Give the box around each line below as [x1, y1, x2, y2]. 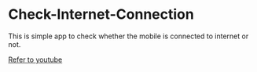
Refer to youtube [8, 55, 63, 64]
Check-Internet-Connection [8, 5, 194, 23]
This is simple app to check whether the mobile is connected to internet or [8, 31, 249, 41]
